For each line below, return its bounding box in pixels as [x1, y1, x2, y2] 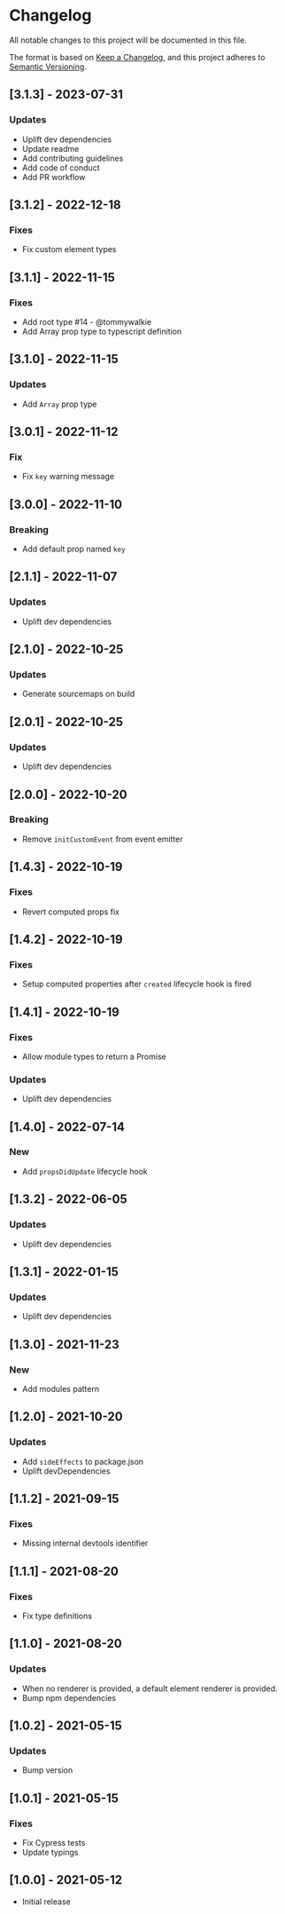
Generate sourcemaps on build [21, 689, 135, 700]
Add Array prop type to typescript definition [21, 326, 182, 336]
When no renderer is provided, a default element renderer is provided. [21, 1683, 278, 1694]
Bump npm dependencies [21, 1692, 117, 1703]
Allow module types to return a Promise [21, 1051, 166, 1062]
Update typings [21, 1847, 79, 1858]
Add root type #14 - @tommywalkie [21, 317, 152, 327]
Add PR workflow [21, 171, 86, 182]
